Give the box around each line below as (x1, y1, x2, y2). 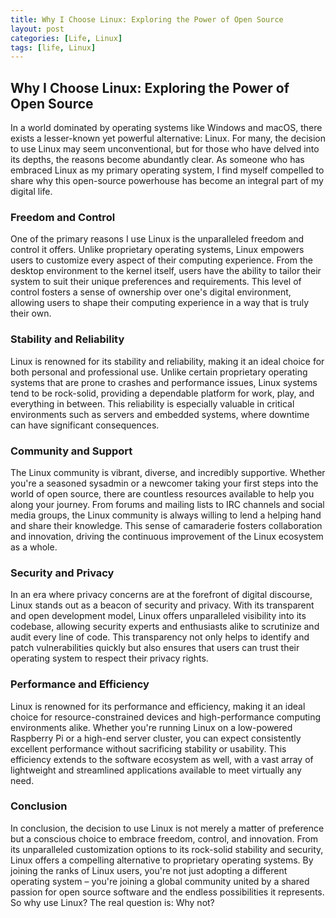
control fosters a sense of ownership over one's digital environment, (10, 286, 292, 298)
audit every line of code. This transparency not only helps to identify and (10, 631, 310, 643)
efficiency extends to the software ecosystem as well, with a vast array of (10, 753, 314, 765)
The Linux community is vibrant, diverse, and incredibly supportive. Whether (10, 466, 326, 478)
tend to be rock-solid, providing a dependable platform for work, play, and (10, 387, 315, 399)
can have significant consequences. (10, 419, 160, 431)
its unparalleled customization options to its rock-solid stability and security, (10, 843, 324, 855)
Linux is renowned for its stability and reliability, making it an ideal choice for (10, 355, 325, 367)
